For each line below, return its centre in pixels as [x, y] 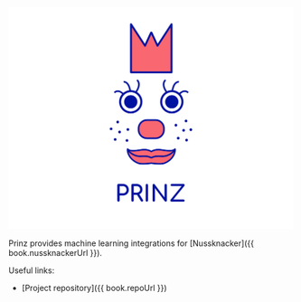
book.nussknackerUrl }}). [56, 253]
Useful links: [32, 270]
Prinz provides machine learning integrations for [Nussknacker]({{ [132, 243]
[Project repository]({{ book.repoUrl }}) [94, 288]
